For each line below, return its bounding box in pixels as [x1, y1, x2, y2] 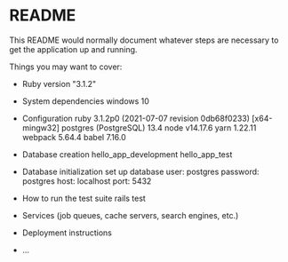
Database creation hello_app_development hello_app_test [21, 148, 233, 160]
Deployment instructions [21, 227, 113, 238]
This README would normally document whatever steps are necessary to [9, 35, 279, 45]
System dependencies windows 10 [21, 95, 149, 107]
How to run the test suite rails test [21, 193, 147, 203]
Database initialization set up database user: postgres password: [21, 166, 260, 177]
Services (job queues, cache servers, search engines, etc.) [21, 210, 239, 220]
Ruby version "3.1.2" [21, 78, 97, 89]
